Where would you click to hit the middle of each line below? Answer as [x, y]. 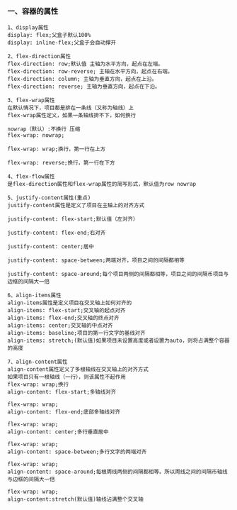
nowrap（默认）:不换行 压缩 [44, 129]
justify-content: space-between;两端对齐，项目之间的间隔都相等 [96, 260]
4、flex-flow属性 [31, 177]
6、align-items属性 [34, 296]
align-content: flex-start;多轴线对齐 [62, 392]
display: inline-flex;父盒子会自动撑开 [62, 43]
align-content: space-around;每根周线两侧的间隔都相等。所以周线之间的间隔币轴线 [117, 472]
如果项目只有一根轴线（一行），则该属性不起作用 [67, 377]
